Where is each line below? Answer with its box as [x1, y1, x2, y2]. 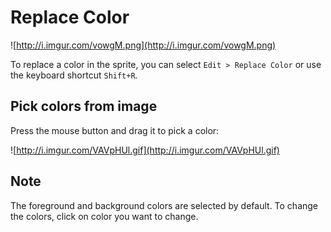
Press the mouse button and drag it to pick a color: [10, 124, 220, 136]
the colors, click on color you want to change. [10, 210, 199, 222]
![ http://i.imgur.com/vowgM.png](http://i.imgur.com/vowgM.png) [10, 39, 277, 51]
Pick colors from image [10, 98, 158, 115]
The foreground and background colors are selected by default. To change [10, 199, 319, 211]
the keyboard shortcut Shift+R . [10, 69, 138, 81]
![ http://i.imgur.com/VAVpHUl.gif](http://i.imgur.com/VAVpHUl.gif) [10, 144, 280, 156]
